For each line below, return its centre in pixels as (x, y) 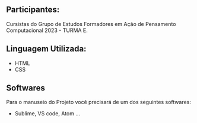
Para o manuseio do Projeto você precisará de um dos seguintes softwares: (99, 102)
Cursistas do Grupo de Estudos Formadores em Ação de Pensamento (91, 24)
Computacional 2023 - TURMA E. (47, 30)
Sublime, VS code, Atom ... (47, 114)
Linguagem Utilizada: (46, 49)
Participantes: (33, 10)
